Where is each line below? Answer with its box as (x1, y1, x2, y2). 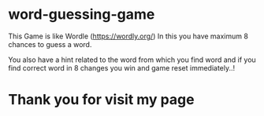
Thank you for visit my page (8, 91, 195, 109)
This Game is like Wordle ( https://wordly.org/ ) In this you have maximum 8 (8, 31, 248, 41)
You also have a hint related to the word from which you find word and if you (8, 55, 256, 64)
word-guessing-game (8, 5, 155, 24)
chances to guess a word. (8, 39, 92, 49)
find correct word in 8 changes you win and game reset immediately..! (8, 63, 236, 72)
